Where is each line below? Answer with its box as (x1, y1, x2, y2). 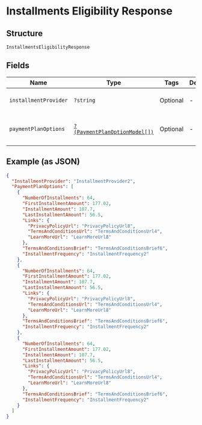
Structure (6, 28, 43, 39)
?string (73, 96, 96, 104)
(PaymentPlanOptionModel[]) (73, 128, 155, 135)
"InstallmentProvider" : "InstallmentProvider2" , (11, 178, 136, 184)
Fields (6, 60, 30, 71)
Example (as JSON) (6, 157, 80, 167)
